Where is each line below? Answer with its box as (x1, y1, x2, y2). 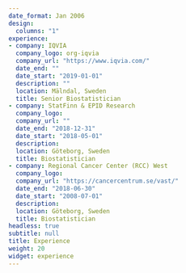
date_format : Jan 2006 (8, 11, 85, 20)
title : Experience (8, 237, 70, 246)
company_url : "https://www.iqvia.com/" (15, 57, 150, 65)
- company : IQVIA (8, 42, 67, 50)
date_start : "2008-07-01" (15, 191, 104, 200)
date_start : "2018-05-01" (15, 132, 104, 140)
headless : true (8, 222, 60, 230)
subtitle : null (8, 229, 60, 238)
